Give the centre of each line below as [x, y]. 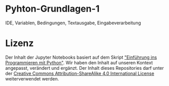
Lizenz [20, 43]
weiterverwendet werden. [32, 78]
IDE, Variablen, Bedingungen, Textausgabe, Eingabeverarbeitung [73, 23]
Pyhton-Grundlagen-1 [52, 9]
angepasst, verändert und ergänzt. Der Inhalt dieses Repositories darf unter [85, 68]
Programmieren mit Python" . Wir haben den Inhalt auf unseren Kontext [79, 62]
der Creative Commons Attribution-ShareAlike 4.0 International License [80, 73]
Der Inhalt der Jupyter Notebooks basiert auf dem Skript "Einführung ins [81, 57]
